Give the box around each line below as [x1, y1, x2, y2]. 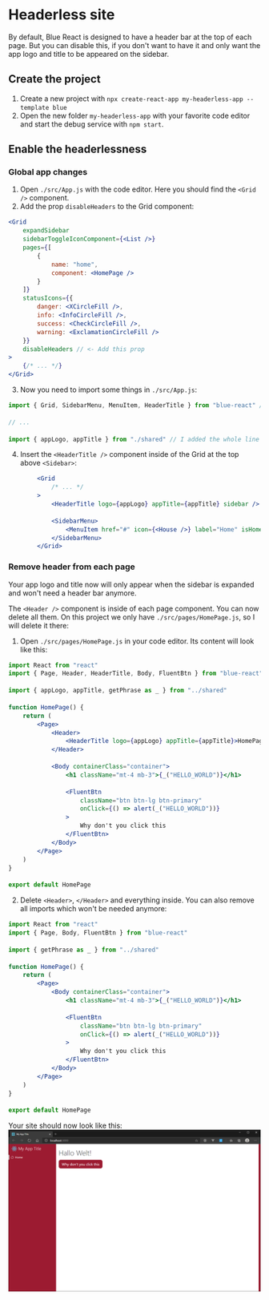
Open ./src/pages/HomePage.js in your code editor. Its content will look [19, 636, 255, 646]
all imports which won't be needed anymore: [19, 904, 167, 914]
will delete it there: [8, 620, 70, 630]
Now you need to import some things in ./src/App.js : [19, 385, 198, 394]
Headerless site [8, 6, 115, 24]
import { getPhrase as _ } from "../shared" [8, 946, 159, 954]
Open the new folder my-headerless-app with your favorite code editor [19, 111, 251, 120]
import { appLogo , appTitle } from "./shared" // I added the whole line [8, 435, 260, 443]
